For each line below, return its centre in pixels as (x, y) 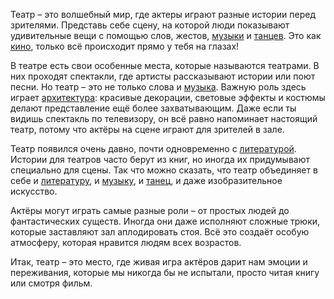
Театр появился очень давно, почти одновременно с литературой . (153, 148)
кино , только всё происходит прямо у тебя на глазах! (125, 46)
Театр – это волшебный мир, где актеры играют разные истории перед (163, 14)
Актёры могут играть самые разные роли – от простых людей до (150, 210)
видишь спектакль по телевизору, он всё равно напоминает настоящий (164, 118)
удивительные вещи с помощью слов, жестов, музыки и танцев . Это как (166, 35)
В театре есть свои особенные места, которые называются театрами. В (165, 65)
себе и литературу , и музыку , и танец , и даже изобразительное (146, 180)
